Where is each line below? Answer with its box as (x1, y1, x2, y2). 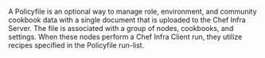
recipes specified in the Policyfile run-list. (8, 41, 145, 50)
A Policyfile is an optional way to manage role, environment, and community (8, 7, 257, 16)
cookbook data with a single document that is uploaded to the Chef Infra (8, 15, 247, 25)
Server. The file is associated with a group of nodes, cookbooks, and (8, 24, 234, 33)
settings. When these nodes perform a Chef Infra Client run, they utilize (8, 32, 243, 41)
